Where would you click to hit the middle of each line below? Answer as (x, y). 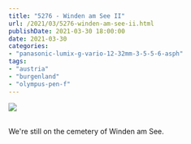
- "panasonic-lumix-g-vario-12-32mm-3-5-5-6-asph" (96, 54)
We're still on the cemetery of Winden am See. (86, 131)
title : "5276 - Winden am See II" (67, 16)
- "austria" (28, 69)
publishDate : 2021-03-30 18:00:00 (67, 31)
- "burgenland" (34, 76)
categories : (28, 46)
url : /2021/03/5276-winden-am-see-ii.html (81, 24)
